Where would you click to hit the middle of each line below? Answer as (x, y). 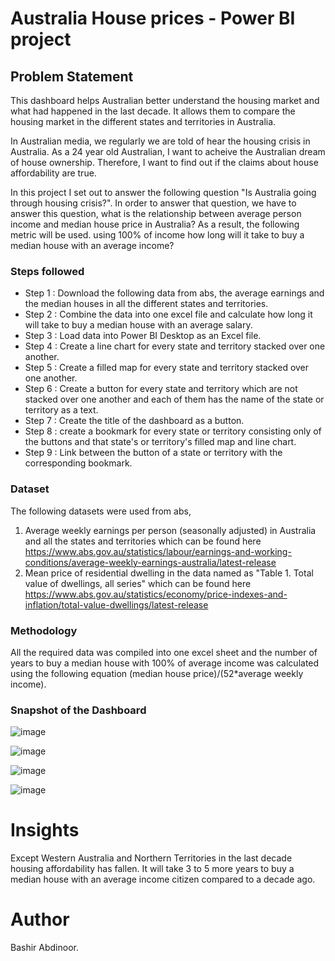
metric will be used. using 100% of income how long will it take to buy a (157, 235)
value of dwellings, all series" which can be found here (138, 583)
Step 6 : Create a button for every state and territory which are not (161, 389)
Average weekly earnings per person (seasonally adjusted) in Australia (170, 530)
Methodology (44, 630)
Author (40, 919)
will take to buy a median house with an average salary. (138, 325)
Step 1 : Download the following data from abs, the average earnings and (174, 293)
